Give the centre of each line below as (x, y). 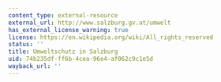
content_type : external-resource (63, 15)
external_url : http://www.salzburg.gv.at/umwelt (90, 23)
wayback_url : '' (35, 66)
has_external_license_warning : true (68, 30)
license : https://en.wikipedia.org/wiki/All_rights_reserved (111, 37)
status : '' (26, 45)
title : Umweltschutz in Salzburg (63, 52)
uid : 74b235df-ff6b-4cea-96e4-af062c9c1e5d (81, 59)
